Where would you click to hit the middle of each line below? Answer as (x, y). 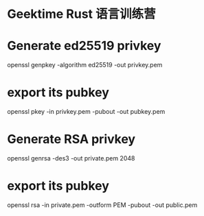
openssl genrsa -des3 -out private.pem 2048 (71, 158)
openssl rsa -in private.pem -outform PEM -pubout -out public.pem (102, 205)
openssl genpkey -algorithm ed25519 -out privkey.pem (85, 65)
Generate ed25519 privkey (84, 46)
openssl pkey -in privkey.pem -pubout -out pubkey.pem (86, 112)
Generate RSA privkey (71, 140)
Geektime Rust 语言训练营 (81, 14)
